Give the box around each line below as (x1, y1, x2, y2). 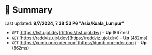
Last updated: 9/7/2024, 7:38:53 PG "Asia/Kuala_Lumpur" (4, 20, 125, 26)
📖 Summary (4, 4, 53, 15)
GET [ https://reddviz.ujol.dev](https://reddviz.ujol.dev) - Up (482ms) (11, 35, 148, 41)
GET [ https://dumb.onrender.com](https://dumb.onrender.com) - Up (11, 40, 147, 45)
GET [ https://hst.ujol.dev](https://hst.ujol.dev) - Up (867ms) (11, 29, 130, 35)
